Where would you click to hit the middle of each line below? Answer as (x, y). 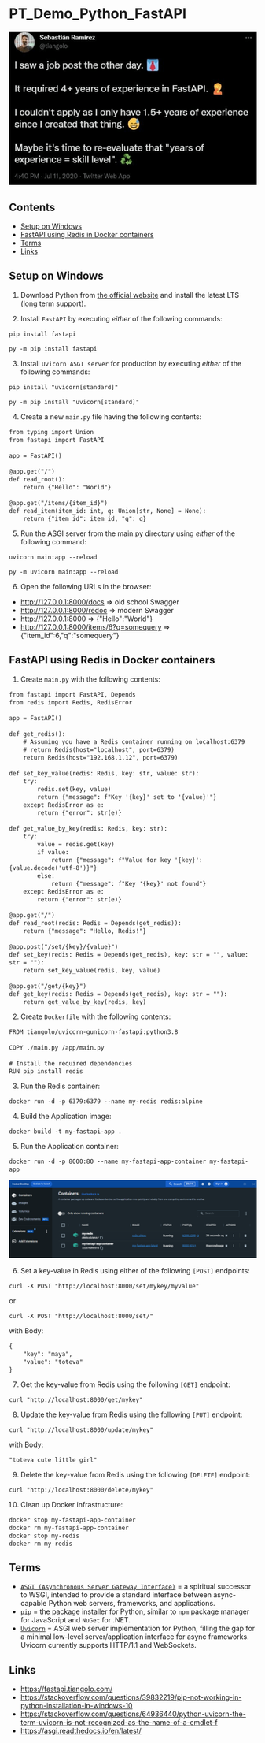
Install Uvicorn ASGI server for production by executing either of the (131, 363)
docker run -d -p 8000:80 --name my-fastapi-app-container (108, 1161)
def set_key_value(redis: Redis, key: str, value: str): (104, 773)
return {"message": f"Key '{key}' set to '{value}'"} (127, 797)
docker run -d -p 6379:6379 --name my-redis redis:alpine (106, 1101)
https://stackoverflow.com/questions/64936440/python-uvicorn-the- (133, 1714)
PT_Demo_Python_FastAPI (98, 14)
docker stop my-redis (44, 1536)
